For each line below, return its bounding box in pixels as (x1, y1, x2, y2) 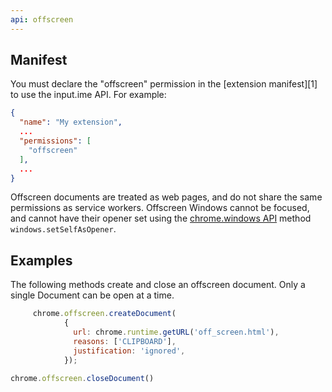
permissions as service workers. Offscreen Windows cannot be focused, (10, 202, 310, 214)
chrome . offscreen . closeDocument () (10, 373, 155, 383)
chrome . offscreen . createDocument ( (32, 309, 177, 319)
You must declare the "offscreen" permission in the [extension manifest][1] (10, 78, 318, 90)
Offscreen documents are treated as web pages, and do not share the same (10, 191, 323, 203)
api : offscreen (10, 14, 74, 25)
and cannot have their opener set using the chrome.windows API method (10, 212, 312, 225)
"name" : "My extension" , (19, 117, 123, 128)
